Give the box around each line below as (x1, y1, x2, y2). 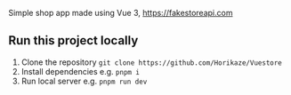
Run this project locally (8, 33, 139, 48)
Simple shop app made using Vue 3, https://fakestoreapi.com (8, 8, 233, 18)
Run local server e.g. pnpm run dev (20, 75, 148, 86)
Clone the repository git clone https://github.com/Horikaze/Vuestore (20, 57, 282, 67)
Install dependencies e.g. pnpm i (20, 66, 140, 76)
